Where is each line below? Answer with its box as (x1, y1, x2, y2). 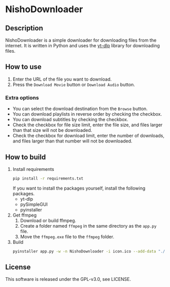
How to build (5, 153, 46, 161)
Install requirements (12, 166, 54, 172)
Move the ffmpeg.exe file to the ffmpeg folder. (20, 233, 114, 239)
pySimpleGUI (20, 201, 48, 207)
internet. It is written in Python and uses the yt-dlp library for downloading (5, 43, 160, 49)
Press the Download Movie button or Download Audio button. (12, 81, 135, 87)
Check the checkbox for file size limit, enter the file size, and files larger (12, 122, 163, 128)
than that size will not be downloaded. (12, 127, 92, 133)
